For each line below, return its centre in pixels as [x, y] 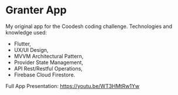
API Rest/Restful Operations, [48, 68]
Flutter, [23, 44]
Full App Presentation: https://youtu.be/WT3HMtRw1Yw [73, 86]
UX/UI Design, [31, 50]
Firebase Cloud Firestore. [44, 75]
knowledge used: [26, 32]
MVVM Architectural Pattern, [49, 56]
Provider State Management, [48, 62]
